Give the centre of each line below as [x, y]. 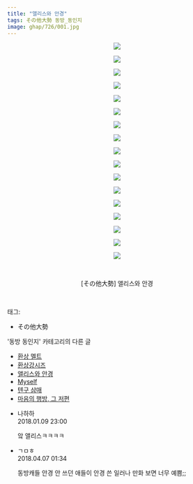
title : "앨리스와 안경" [37, 14]
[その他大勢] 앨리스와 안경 [117, 284]
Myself [27, 382]
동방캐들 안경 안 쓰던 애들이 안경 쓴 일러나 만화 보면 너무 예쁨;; [102, 473]
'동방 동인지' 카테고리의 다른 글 [49, 342]
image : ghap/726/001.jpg [43, 27]
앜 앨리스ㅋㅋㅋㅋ [41, 436]
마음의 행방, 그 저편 [43, 399]
